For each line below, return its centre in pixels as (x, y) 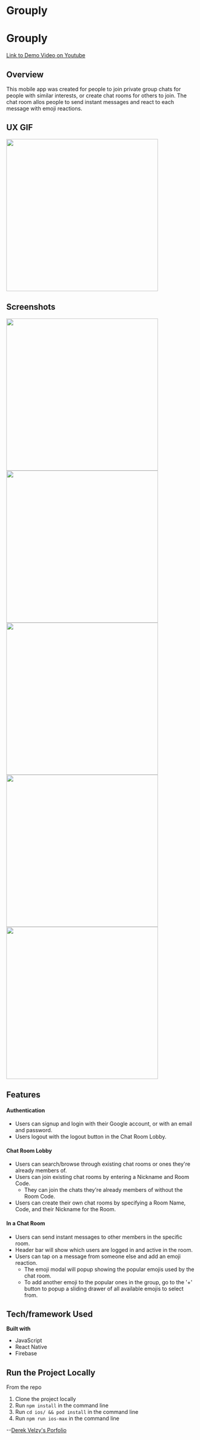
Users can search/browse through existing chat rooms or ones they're (103, 1164)
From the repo (24, 1387)
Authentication (26, 1110)
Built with (18, 1329)
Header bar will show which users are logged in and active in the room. (104, 1250)
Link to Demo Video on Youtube (46, 55)
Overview (25, 75)
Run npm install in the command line (62, 1405)
